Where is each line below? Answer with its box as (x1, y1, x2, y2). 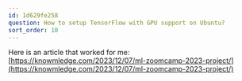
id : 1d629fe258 (8, 11, 59, 20)
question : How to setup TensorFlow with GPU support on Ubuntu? (8, 19, 225, 27)
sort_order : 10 (8, 26, 59, 34)
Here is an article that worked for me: (8, 48, 130, 57)
